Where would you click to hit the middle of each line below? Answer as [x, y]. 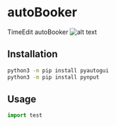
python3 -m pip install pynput [53, 77]
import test [25, 115]
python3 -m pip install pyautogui [58, 70]
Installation [33, 54]
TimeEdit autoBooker [38, 32]
